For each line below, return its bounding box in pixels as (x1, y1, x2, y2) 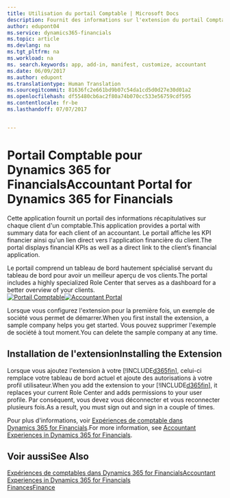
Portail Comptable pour (7, 147, 142, 163)
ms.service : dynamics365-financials (7, 29, 112, 36)
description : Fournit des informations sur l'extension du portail (7, 16, 204, 23)
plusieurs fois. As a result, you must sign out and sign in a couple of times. (7, 403, 215, 411)
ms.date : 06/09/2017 (7, 67, 66, 74)
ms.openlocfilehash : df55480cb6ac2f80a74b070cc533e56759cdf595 (7, 93, 192, 100)
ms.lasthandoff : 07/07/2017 (7, 106, 88, 113)
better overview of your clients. (7, 286, 96, 294)
